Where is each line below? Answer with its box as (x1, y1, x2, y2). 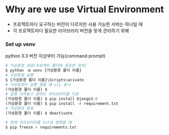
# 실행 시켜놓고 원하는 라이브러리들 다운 (5, 92, 79, 97)
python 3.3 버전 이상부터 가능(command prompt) (5, 53, 106, 59)
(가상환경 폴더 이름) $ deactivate (5, 110, 73, 116)
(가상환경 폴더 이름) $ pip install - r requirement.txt (5, 101, 119, 106)
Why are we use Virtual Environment (5, 4, 164, 15)
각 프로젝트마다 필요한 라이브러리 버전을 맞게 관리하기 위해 (12, 27, 130, 34)
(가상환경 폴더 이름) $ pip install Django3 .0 (5, 96, 98, 102)
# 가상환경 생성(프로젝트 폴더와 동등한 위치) (5, 63, 87, 69)
